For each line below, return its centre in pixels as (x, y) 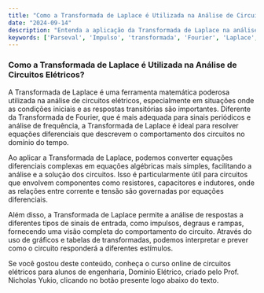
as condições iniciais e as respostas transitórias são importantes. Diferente (130, 109)
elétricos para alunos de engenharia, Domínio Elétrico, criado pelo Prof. (124, 272)
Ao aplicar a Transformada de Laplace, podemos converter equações (121, 158)
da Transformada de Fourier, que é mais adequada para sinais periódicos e (130, 117)
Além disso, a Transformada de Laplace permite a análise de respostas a (126, 214)
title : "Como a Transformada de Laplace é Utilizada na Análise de (121, 15)
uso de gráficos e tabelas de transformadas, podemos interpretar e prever (128, 239)
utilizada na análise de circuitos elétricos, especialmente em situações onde (131, 100)
